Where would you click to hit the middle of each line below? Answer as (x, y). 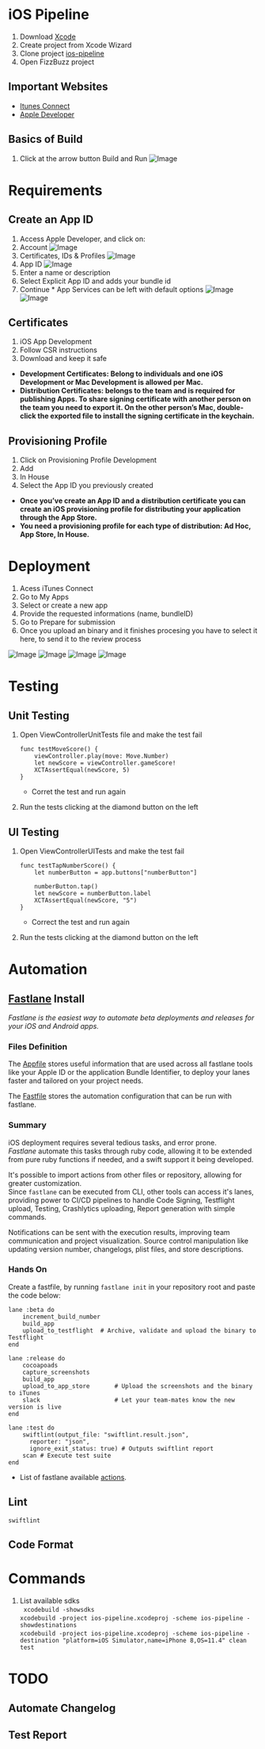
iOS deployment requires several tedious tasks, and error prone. (113, 1142)
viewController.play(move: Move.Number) (102, 756)
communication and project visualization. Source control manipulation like (129, 1241)
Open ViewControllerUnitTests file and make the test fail (111, 735)
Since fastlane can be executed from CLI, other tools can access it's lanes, (131, 1191)
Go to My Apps (44, 597)
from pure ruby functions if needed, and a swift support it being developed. (131, 1159)
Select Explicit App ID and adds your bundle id (95, 281)
